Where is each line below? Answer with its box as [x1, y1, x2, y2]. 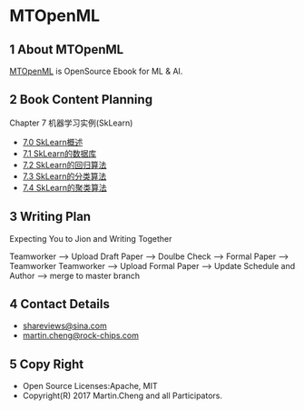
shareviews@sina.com [22, 320, 107, 332]
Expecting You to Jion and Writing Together [9, 233, 172, 244]
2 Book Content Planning [9, 92, 152, 107]
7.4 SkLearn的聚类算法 [22, 182, 107, 193]
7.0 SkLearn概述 [22, 136, 83, 147]
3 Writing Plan [9, 209, 92, 225]
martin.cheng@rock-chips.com [22, 330, 139, 341]
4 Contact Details [9, 296, 111, 312]
